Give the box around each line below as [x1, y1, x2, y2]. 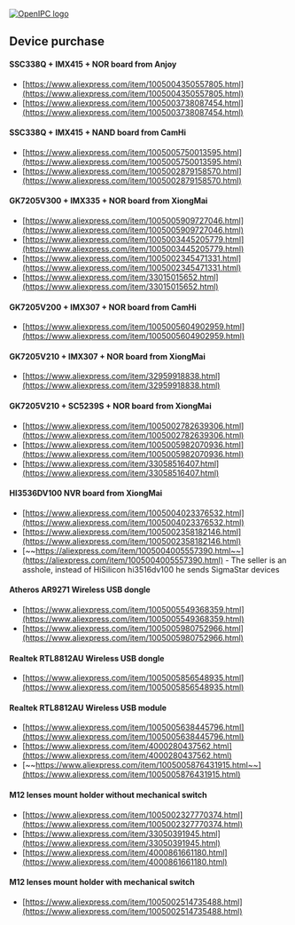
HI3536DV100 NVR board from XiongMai [9, 488, 163, 499]
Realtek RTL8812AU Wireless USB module [9, 702, 167, 713]
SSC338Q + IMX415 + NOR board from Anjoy [9, 59, 177, 69]
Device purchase [9, 34, 105, 49]
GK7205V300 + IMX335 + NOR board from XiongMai [9, 195, 208, 206]
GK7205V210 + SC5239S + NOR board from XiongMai [9, 400, 213, 411]
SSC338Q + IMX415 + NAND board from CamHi [9, 127, 186, 138]
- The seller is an [225, 555, 287, 565]
